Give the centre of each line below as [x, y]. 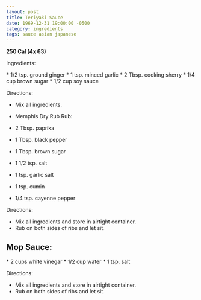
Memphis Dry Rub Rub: [44, 116]
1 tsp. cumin [30, 187]
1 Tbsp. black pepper [41, 140]
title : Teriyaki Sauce [35, 18]
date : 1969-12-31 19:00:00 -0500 [48, 23]
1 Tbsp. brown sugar [40, 152]
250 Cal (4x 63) [26, 51]
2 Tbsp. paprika [35, 128]
